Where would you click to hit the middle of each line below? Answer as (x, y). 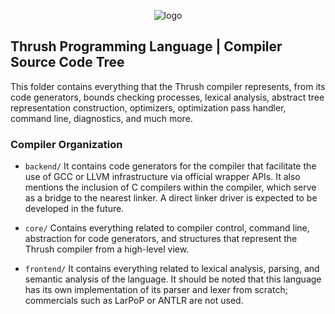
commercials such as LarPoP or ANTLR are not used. (134, 301)
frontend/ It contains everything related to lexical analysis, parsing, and (172, 269)
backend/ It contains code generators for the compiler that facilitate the (170, 166)
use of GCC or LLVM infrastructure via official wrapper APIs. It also (162, 177)
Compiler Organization (66, 144)
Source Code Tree (67, 62)
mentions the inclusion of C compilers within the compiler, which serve (170, 187)
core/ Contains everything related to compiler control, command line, (167, 228)
